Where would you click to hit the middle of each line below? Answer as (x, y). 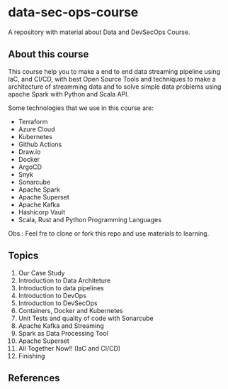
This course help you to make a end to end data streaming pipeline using (114, 71)
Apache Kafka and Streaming (61, 325)
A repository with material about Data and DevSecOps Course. (99, 32)
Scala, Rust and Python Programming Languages (90, 219)
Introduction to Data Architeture (64, 280)
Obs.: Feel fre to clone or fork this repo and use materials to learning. (109, 233)
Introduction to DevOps (52, 295)
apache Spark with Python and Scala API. (69, 94)
